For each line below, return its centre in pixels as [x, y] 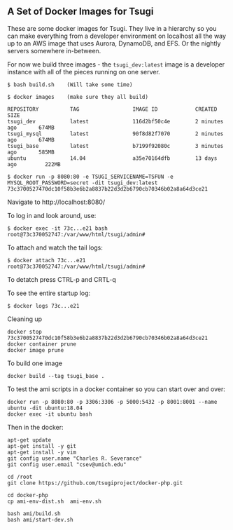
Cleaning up [25, 319]
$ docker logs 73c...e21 [43, 306]
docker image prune [36, 350]
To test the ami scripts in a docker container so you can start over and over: [116, 389]
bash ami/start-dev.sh [40, 519]
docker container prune [42, 344]
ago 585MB [31, 152]
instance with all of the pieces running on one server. [84, 72]
